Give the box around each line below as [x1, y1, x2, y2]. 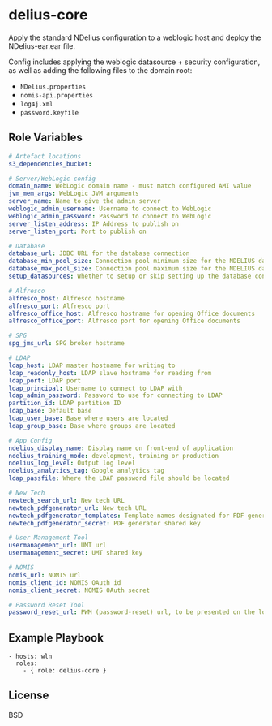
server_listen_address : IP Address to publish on [8, 219, 180, 228]
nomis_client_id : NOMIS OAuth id [8, 578, 121, 586]
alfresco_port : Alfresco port [8, 302, 111, 310]
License [8, 689, 49, 702]
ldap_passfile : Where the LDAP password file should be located [8, 474, 230, 482]
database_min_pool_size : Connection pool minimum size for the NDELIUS [8, 257, 255, 266]
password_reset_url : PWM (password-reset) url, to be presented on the [8, 608, 255, 616]
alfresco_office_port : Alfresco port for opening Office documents [8, 317, 241, 326]
